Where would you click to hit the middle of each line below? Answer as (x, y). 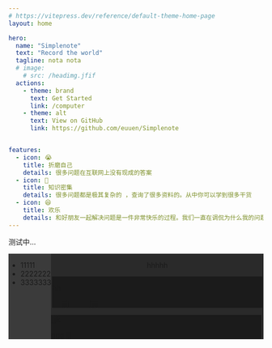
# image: (30, 68)
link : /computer (57, 106)
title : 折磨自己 (48, 165)
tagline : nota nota (49, 61)
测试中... (22, 242)
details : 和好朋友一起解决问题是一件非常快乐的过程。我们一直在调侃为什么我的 (139, 218)
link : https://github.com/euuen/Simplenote (104, 129)
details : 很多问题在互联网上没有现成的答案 (87, 172)
